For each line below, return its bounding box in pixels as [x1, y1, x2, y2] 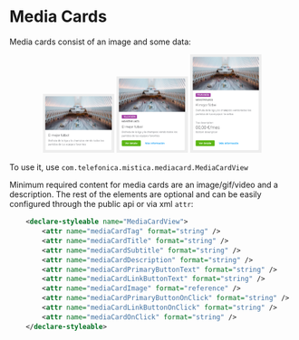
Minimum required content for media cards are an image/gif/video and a [9, 179, 279, 191]
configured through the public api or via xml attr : [9, 199, 194, 210]
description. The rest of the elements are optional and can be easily [9, 189, 262, 200]
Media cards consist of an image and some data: [9, 36, 192, 47]
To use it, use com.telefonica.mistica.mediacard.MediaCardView [9, 162, 249, 173]
